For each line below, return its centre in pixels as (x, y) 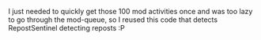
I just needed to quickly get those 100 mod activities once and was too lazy (130, 11)
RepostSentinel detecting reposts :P (66, 28)
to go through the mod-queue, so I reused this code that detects (113, 20)
